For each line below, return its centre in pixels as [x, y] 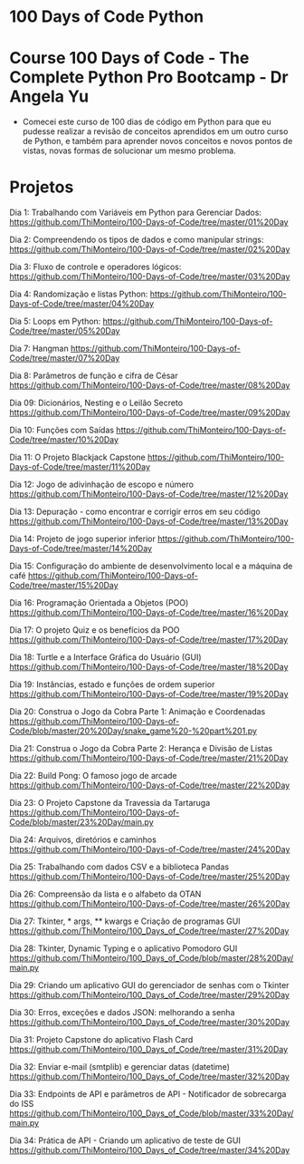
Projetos [42, 187]
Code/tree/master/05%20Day [65, 331]
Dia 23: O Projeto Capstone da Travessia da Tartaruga [110, 803]
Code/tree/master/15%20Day [64, 586]
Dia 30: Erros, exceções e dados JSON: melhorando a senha [122, 1013]
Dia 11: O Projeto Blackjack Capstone [78, 457]
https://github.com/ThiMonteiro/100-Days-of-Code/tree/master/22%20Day [150, 785]
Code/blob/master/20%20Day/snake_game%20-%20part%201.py [133, 731]
